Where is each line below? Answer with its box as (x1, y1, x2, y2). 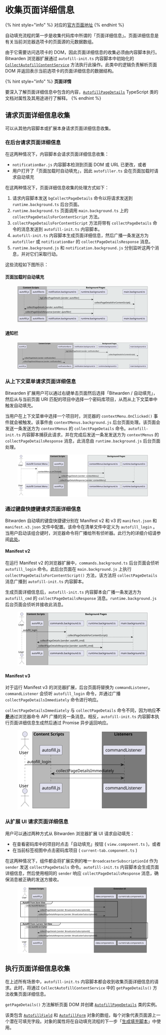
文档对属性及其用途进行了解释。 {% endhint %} (5, 95, 101, 101)
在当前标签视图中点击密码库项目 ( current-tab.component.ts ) (12, 847, 137, 853)
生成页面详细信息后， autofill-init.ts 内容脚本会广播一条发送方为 (5, 589, 142, 595)
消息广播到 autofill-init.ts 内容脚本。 (5, 578, 86, 584)
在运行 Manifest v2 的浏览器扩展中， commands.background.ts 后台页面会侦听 (5, 560, 160, 566)
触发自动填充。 (5, 403, 36, 409)
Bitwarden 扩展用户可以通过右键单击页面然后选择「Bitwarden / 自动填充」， (5, 390, 158, 396)
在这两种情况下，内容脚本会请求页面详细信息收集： (5, 151, 109, 157)
